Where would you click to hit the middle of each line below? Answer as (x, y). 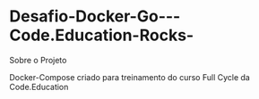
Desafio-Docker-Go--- (95, 16)
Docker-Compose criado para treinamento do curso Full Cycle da (130, 77)
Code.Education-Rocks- (102, 35)
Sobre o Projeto (38, 60)
